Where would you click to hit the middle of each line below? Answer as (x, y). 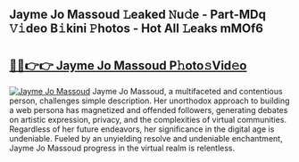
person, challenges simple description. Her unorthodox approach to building (149, 101)
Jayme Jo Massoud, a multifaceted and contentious (187, 91)
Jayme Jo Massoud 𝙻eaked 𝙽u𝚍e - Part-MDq (137, 15)
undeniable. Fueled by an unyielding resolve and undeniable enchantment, (146, 138)
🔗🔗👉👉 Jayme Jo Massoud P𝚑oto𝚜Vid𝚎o (128, 65)
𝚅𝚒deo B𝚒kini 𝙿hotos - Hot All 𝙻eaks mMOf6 (136, 29)
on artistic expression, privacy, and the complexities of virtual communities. (148, 120)
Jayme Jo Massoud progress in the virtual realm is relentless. (122, 148)
